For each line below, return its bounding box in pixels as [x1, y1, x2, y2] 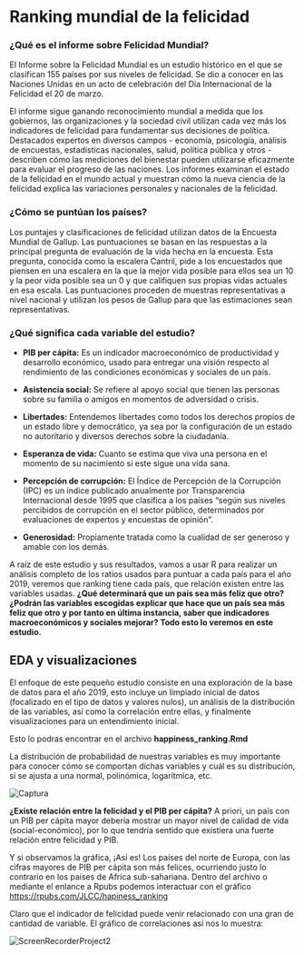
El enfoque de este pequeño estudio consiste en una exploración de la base [9, 677, 293, 688]
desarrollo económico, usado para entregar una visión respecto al [22, 357, 270, 368]
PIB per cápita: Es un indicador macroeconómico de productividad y [22, 347, 279, 358]
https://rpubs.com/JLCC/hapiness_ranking [9, 890, 169, 901]
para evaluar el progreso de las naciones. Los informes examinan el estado [9, 164, 290, 174]
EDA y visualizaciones [9, 652, 138, 669]
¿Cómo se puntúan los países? [9, 206, 148, 219]
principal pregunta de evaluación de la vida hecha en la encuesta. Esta [9, 245, 274, 256]
